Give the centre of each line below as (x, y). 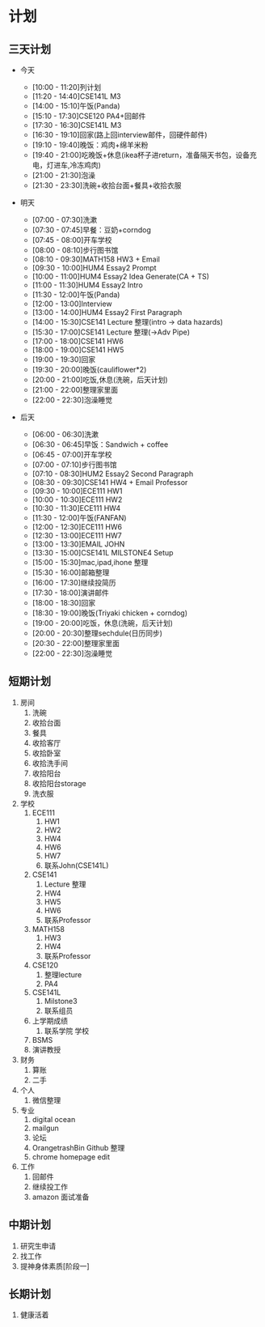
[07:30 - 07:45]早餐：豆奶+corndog (92, 230)
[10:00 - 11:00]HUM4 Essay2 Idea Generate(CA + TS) (121, 276)
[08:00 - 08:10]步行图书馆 (75, 250)
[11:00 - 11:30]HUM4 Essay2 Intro (87, 285)
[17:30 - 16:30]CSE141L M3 (77, 125)
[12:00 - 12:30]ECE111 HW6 (77, 527)
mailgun (45, 1128)
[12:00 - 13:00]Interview (72, 304)
